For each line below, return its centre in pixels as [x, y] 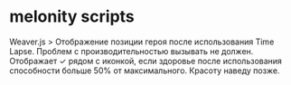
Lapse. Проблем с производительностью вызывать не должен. [131, 51]
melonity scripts [72, 17]
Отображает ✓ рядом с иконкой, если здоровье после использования [146, 61]
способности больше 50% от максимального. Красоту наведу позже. [145, 71]
